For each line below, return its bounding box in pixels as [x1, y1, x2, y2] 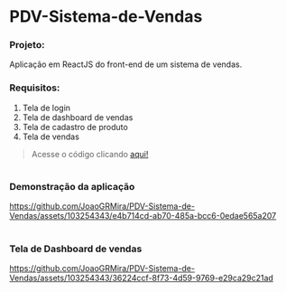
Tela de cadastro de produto [22, 121, 128, 132]
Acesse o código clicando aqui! [31, 148, 149, 159]
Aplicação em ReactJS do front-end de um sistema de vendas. [9, 59, 243, 70]
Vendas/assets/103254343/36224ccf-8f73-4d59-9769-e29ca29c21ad [9, 272, 273, 283]
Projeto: [9, 39, 45, 52]
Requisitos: [9, 81, 60, 94]
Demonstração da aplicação [9, 180, 135, 193]
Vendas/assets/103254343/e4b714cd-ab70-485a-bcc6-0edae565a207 [9, 211, 277, 221]
